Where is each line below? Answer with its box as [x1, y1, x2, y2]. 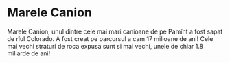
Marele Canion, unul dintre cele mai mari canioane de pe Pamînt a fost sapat [7, 27, 223, 36]
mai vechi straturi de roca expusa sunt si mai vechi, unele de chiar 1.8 [7, 42, 204, 50]
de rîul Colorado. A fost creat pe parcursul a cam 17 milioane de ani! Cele [7, 34, 214, 42]
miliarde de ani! [7, 49, 51, 58]
